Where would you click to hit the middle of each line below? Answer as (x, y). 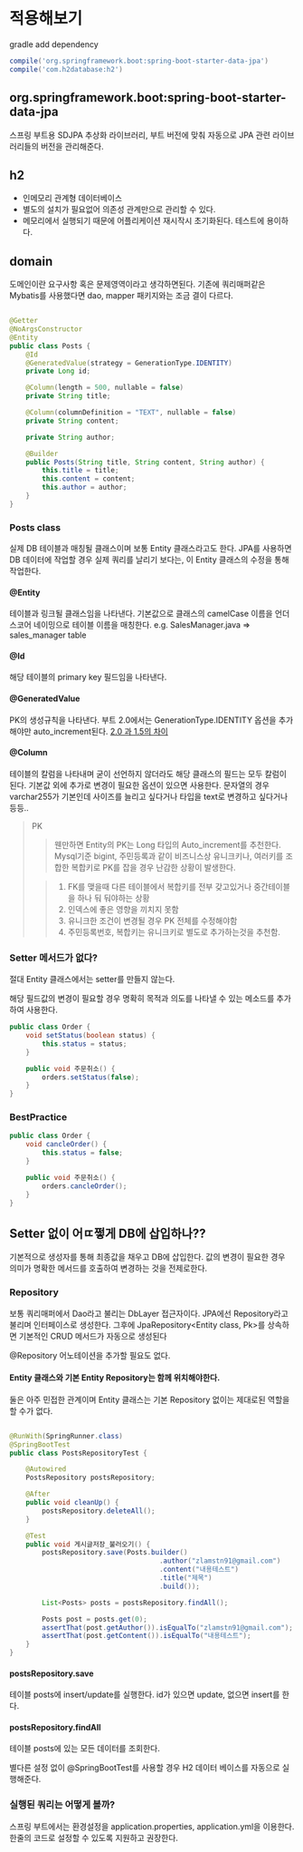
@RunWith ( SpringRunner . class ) (66, 1436)
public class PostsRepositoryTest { (78, 1453)
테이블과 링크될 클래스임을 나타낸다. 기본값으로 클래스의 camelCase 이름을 (141, 614)
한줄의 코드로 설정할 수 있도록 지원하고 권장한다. (94, 1837)
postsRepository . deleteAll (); (99, 1511)
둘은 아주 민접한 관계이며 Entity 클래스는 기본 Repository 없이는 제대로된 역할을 (150, 1399)
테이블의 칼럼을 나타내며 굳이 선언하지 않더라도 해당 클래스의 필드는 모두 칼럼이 (148, 774)
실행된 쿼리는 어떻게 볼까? (62, 1805)
